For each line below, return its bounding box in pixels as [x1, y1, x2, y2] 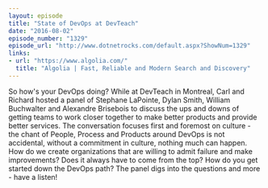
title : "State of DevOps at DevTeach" [8, 19, 139, 27]
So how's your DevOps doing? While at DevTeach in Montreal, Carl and [8, 86, 245, 96]
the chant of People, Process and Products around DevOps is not [8, 129, 225, 139]
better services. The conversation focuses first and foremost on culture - [8, 120, 252, 130]
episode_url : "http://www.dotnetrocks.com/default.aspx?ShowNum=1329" [8, 42, 251, 50]
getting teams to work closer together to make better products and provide [8, 112, 258, 122]
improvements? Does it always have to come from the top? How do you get [8, 155, 258, 165]
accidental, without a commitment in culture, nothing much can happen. [8, 138, 248, 148]
